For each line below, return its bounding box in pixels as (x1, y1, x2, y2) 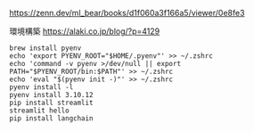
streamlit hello (9, 106, 70, 115)
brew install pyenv (9, 44, 82, 53)
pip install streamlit (9, 98, 94, 107)
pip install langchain (9, 114, 94, 123)
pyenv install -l (9, 83, 74, 92)
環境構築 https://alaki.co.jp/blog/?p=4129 (9, 26, 160, 37)
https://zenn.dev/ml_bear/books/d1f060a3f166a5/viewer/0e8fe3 (9, 8, 245, 18)
